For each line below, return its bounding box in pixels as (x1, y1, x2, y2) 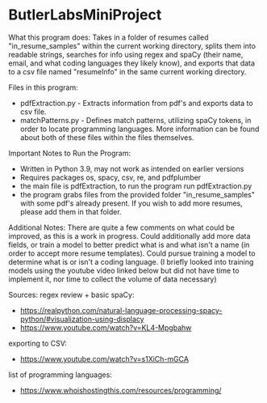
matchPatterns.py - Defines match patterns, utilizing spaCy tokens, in (19, 115, 252, 125)
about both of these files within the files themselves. (19, 132, 194, 142)
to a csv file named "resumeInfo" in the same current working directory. (8, 66, 247, 76)
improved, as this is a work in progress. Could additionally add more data (8, 231, 251, 240)
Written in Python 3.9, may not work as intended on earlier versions (19, 163, 244, 173)
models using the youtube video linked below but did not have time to (8, 265, 240, 275)
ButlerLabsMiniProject (8, 6, 162, 24)
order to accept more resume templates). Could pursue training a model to (8, 248, 256, 258)
